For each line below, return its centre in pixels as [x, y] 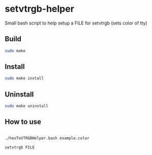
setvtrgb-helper [40, 9]
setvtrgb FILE [20, 147]
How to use [23, 122]
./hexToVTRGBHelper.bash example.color [47, 138]
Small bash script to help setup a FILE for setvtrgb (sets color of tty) [76, 23]
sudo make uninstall [27, 106]
